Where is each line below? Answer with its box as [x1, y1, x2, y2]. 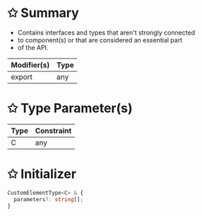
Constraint [35, 126, 72, 136]
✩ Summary [7, 5, 79, 21]
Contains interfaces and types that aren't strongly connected [17, 28, 196, 37]
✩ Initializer [7, 166, 76, 182]
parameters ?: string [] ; [13, 196, 83, 203]
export [11, 72, 33, 82]
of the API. [17, 43, 49, 52]
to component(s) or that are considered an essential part [17, 35, 182, 44]
